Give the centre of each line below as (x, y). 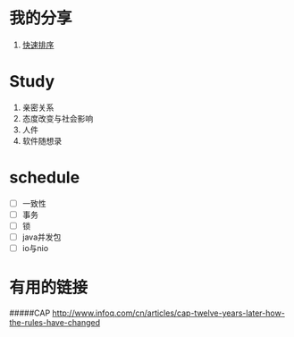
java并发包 (42, 237)
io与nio (35, 249)
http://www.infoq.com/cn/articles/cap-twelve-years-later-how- (169, 313)
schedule (45, 177)
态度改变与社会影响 (58, 118)
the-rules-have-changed (55, 323)
